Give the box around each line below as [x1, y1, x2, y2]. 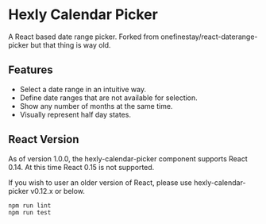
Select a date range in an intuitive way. [19, 84, 147, 94]
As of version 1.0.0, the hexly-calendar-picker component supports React [8, 153, 248, 164]
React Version [8, 133, 79, 146]
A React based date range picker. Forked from [8, 32, 160, 41]
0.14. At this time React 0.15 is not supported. [8, 162, 155, 172]
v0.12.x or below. [30, 186, 86, 195]
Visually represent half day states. [19, 110, 131, 119]
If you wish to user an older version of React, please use [8, 177, 193, 187]
